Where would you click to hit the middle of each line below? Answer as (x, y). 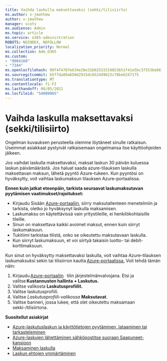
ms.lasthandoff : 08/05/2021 (34, 89)
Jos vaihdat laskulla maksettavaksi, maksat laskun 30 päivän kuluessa (77, 163)
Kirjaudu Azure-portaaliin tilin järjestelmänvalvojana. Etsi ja (73, 276)
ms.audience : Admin (25, 28)
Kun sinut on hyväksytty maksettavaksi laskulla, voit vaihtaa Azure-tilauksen (83, 256)
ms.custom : (16, 56)
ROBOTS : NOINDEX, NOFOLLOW (33, 42)
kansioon (22, 343)
